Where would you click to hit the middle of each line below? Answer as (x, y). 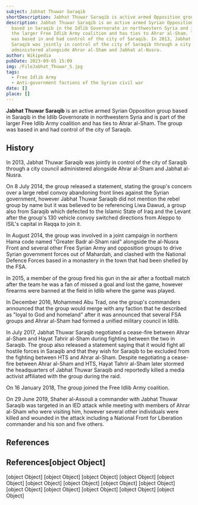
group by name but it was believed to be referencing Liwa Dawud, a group (96, 205)
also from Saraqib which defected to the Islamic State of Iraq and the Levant (98, 211)
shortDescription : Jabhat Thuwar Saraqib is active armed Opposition (93, 17)
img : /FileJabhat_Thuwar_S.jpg (44, 66)
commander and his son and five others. (55, 424)
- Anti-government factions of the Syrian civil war (77, 83)
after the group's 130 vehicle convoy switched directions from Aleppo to (94, 217)
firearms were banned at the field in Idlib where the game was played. (91, 290)
